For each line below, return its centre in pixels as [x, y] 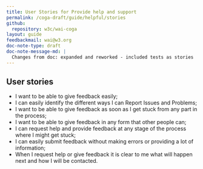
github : [16, 23]
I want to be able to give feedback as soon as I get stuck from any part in [106, 109]
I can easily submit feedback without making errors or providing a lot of [104, 142]
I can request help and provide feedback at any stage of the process [101, 129]
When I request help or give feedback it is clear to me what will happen [104, 154]
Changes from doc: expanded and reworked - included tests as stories [103, 57]
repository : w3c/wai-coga [45, 29]
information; [30, 148]
